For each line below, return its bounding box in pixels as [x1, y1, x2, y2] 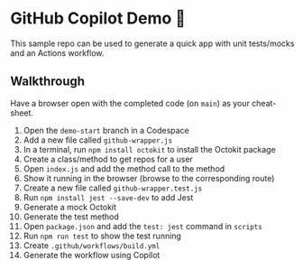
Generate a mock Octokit [23, 201, 116, 212]
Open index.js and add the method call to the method [23, 162, 225, 174]
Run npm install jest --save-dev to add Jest [23, 191, 194, 202]
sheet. [10, 107, 34, 118]
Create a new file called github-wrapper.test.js [23, 182, 203, 193]
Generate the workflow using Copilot [23, 249, 161, 260]
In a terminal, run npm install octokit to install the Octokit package [23, 144, 276, 154]
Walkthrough [10, 74, 85, 89]
